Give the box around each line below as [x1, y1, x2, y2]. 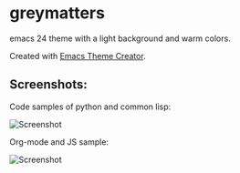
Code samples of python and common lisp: [9, 101, 172, 112]
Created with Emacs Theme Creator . [9, 50, 146, 61]
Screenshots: [9, 76, 89, 93]
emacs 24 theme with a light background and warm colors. [9, 33, 231, 44]
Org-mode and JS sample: [9, 136, 110, 148]
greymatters [9, 3, 105, 24]
